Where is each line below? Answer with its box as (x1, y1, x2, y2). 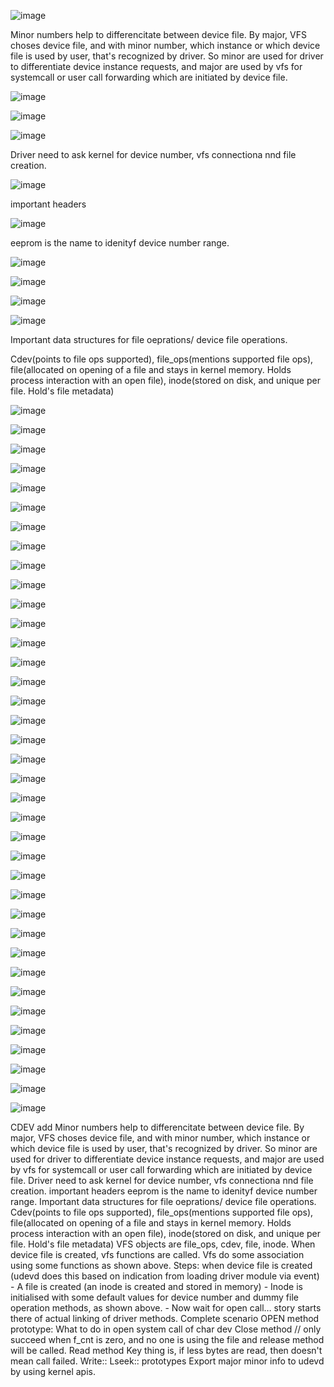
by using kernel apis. (10, 1366, 96, 1377)
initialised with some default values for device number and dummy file (10, 1291, 299, 1303)
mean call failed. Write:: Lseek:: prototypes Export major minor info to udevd (10, 1355, 325, 1367)
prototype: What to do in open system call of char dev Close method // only (10, 1323, 322, 1335)
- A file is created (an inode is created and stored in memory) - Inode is (10, 1281, 303, 1292)
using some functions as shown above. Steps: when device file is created (10, 1260, 313, 1271)
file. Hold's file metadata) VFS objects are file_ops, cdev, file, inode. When (10, 1238, 316, 1250)
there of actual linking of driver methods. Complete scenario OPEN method (10, 1313, 320, 1324)
